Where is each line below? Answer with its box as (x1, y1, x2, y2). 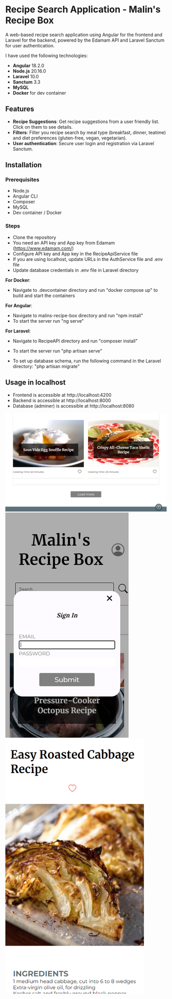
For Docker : (5, 277, 31, 283)
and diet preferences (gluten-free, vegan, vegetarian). (12, 135, 127, 141)
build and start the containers (12, 292, 75, 299)
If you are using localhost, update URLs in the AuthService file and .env (12, 256, 163, 262)
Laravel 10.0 (12, 73, 39, 79)
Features (5, 104, 34, 114)
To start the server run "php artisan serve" (12, 347, 102, 354)
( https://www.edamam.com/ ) (12, 245, 74, 251)
